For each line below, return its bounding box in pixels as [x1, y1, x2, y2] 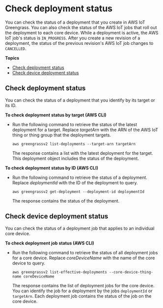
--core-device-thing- [109, 270, 153, 274]
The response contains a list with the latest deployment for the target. [12, 150, 153, 156]
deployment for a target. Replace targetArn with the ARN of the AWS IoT [12, 127, 159, 133]
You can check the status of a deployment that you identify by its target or [5, 97, 156, 103]
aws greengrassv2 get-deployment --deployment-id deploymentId [12, 189, 145, 194]
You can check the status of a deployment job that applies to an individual [5, 225, 155, 231]
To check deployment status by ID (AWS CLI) [5, 165, 98, 171]
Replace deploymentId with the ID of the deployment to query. [12, 179, 138, 185]
